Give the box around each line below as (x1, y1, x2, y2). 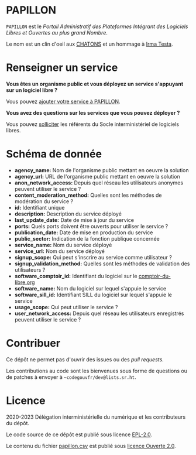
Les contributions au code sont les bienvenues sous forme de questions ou (6, 367, 187, 374)
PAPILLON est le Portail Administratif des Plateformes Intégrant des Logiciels (6, 23, 188, 30)
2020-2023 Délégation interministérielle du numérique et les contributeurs (6, 413, 186, 420)
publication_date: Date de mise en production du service (14, 229, 153, 236)
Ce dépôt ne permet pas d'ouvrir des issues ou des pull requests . (6, 355, 164, 363)
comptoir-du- (138, 272, 171, 279)
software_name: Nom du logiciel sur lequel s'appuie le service (14, 285, 167, 292)
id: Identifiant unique (14, 204, 65, 211)
